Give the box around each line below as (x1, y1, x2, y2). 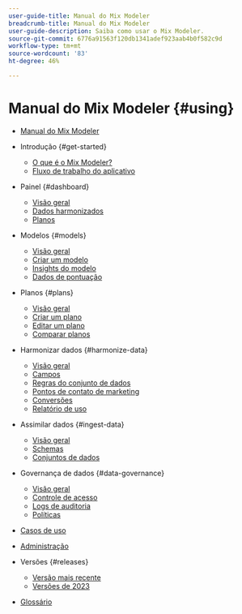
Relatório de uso (32, 403, 87, 414)
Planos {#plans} (19, 287, 74, 297)
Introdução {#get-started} (19, 141, 107, 151)
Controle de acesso (32, 492, 98, 502)
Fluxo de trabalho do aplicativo (32, 165, 136, 175)
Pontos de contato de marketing (32, 386, 140, 396)
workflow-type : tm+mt (8, 42, 82, 50)
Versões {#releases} (19, 556, 89, 566)
